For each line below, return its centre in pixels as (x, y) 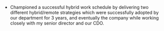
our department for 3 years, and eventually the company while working (84, 18)
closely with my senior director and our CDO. (57, 23)
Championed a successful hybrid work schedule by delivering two (79, 7)
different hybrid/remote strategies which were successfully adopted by (84, 12)
